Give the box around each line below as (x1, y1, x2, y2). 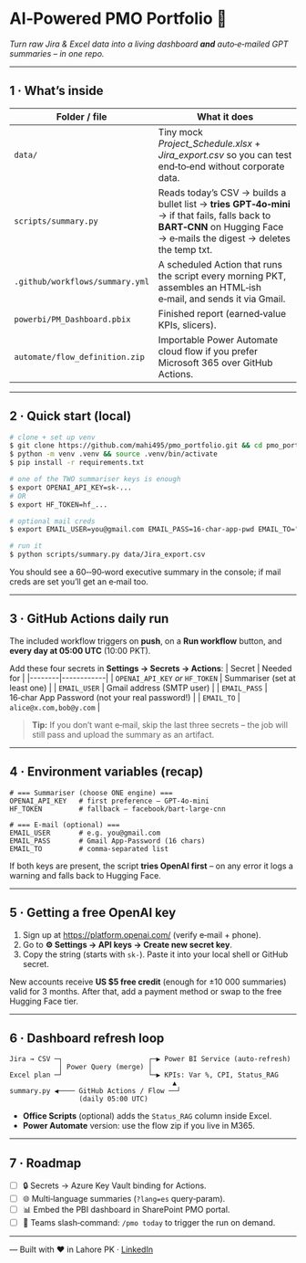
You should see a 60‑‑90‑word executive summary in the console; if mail (9, 566, 281, 578)
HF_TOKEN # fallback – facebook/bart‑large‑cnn (9, 804, 226, 814)
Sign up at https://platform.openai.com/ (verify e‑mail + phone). (22, 929, 261, 940)
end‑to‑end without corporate (158, 160, 285, 173)
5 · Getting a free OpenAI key (9, 905, 177, 921)
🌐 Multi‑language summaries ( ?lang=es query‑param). (22, 1194, 226, 1205)
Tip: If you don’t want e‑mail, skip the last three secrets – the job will (31, 719, 289, 730)
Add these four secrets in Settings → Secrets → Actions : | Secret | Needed (9, 662, 292, 674)
